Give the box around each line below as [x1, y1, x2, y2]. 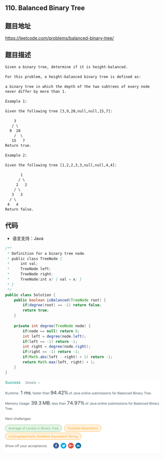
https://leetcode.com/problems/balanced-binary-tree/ [5, 35, 114, 41]
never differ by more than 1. [5, 89, 67, 94]
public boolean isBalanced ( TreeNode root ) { [14, 297, 106, 302]
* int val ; [7, 261, 38, 267]
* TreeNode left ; [7, 267, 51, 271]
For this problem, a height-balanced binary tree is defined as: [5, 75, 141, 80]
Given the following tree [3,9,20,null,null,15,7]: [5, 109, 113, 114]
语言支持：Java [12, 235, 44, 241]
